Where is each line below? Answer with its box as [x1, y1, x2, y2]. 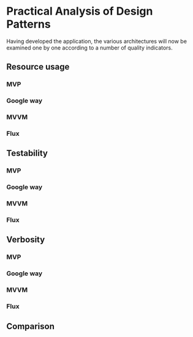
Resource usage [6, 62, 70, 72]
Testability [6, 148, 48, 158]
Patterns [6, 17, 51, 31]
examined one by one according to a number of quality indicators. [6, 44, 173, 51]
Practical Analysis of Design [6, 4, 153, 18]
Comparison [6, 321, 55, 331]
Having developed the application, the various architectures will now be [6, 37, 187, 45]
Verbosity [6, 234, 45, 245]
